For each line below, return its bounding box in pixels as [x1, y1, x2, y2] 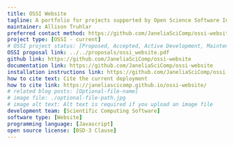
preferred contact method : [7, 29, 86, 37]
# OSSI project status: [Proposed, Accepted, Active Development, [7, 43, 204, 49]
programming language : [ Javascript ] [7, 120, 114, 128]
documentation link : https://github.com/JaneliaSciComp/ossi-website [7, 62, 214, 69]
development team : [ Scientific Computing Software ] [7, 107, 160, 114]
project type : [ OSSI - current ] [7, 36, 101, 43]
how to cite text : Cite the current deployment [7, 75, 148, 82]
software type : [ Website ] [7, 114, 82, 121]
